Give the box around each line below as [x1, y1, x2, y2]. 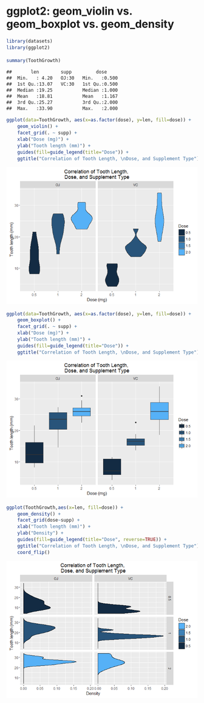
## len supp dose [6, 69, 107, 75]
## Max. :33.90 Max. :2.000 [6, 105, 118, 112]
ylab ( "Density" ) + [17, 530, 64, 536]
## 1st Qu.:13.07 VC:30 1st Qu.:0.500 [6, 81, 118, 88]
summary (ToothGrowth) [6, 57, 61, 63]
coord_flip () [17, 549, 50, 555]
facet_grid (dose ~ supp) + [17, 517, 80, 523]
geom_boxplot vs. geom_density [6, 17, 174, 31]
